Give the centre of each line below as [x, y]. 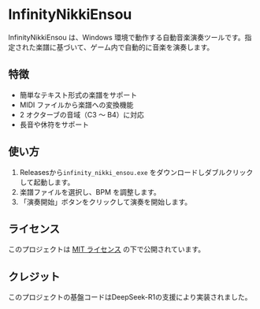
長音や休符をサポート [54, 125]
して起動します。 [47, 182]
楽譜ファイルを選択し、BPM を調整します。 [90, 192]
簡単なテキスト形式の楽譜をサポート [78, 95]
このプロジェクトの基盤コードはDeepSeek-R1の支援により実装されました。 [130, 297]
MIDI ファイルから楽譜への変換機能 [76, 105]
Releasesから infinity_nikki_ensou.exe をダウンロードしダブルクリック [136, 172]
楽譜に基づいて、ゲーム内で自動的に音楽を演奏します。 [124, 47]
